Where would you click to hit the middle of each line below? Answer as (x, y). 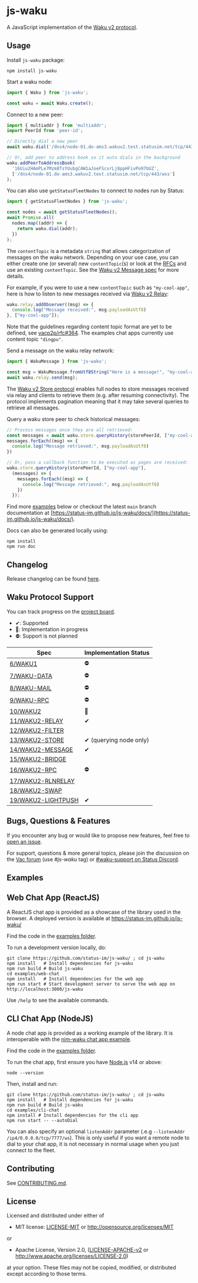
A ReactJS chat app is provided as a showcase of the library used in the (94, 912)
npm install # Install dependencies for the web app (75, 979)
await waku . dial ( (28, 147)
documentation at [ (30, 513)
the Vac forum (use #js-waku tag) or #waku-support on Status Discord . (93, 859)
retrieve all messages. (33, 408)
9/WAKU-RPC (29, 700)
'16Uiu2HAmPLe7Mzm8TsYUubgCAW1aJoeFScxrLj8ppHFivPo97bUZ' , (86, 168)
